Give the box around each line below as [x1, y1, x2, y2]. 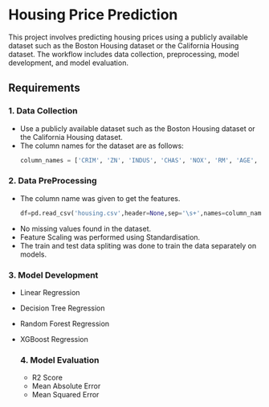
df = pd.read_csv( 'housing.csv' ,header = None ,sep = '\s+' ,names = [19, 209, 226, 217]
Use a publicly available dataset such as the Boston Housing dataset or [19, 123, 255, 134]
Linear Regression [19, 287, 80, 297]
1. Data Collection [8, 105, 78, 117]
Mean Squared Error [31, 390, 100, 400]
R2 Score [31, 372, 63, 383]
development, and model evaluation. [8, 58, 128, 68]
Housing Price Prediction [8, 6, 178, 24]
